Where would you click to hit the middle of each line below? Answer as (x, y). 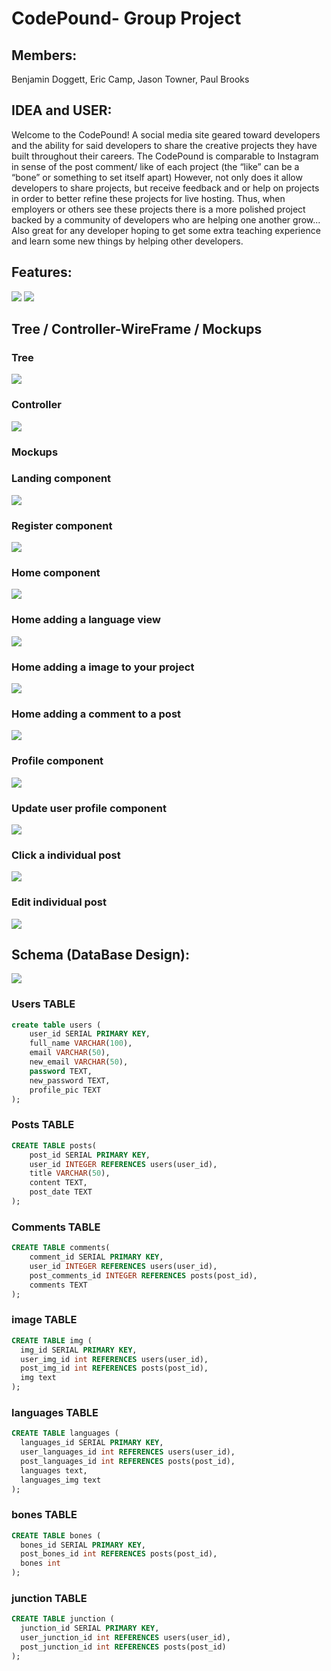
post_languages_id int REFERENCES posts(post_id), (128, 1461)
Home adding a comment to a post (96, 714)
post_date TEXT (61, 1192)
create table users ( (56, 1025)
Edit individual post (59, 902)
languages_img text (61, 1480)
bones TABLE (44, 1515)
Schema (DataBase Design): (101, 954)
